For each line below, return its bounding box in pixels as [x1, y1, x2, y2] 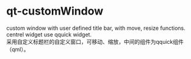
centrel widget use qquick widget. [6, 30, 92, 38]
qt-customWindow [6, 4, 104, 18]
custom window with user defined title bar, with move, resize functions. [6, 24, 186, 32]
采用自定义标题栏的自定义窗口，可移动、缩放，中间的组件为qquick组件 [6, 38, 184, 45]
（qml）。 [6, 46, 29, 53]
